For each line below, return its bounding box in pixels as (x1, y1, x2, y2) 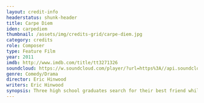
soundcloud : (6, 65, 36, 71)
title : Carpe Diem (6, 20, 53, 26)
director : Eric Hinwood (6, 76, 67, 82)
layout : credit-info (6, 8, 59, 15)
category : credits (6, 37, 53, 43)
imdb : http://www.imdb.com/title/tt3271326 (6, 59, 118, 65)
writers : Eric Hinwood (6, 82, 64, 88)
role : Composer (6, 43, 45, 49)
